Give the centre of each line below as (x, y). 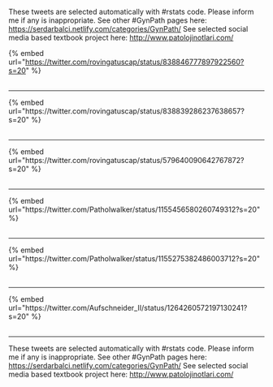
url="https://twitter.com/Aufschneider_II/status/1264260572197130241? (128, 308)
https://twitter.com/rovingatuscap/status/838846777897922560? (134, 62)
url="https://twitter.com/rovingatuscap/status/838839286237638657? (127, 111)
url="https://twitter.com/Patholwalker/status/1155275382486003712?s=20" (134, 258)
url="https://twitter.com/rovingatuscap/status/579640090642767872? (126, 160)
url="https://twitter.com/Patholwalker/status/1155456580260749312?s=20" (134, 209)
